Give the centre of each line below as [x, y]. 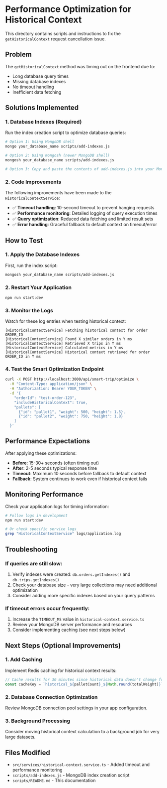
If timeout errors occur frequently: [47, 608]
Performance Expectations [48, 441]
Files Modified [28, 752]
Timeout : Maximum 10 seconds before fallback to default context [79, 473]
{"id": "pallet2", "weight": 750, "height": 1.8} [71, 416]
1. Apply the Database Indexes [42, 255]
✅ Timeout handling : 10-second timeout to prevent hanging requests [83, 208]
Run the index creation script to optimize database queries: [66, 132]
